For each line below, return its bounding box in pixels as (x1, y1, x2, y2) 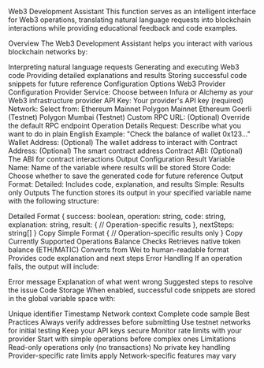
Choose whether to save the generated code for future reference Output (8, 171, 244, 180)
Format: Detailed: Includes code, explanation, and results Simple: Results (8, 180, 245, 188)
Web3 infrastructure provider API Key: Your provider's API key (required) (8, 96, 244, 105)
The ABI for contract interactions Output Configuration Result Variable (8, 154, 235, 164)
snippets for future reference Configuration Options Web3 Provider (8, 79, 226, 88)
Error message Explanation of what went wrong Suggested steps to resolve (8, 277, 254, 286)
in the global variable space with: (8, 294, 116, 303)
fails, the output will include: (8, 262, 100, 271)
